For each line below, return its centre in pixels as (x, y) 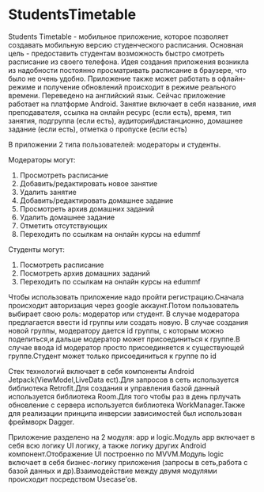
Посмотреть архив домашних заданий (85, 273)
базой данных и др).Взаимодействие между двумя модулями (113, 471)
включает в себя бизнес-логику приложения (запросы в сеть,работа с (128, 462)
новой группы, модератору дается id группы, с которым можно (116, 330)
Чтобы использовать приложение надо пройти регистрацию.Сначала (126, 297)
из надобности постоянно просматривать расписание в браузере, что (127, 70)
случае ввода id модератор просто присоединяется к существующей (126, 347)
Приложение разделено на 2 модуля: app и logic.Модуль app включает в (132, 437)
